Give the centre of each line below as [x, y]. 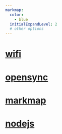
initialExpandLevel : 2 [34, 24]
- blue [21, 19]
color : [17, 15]
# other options [27, 29]
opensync [27, 77]
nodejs [20, 124]
